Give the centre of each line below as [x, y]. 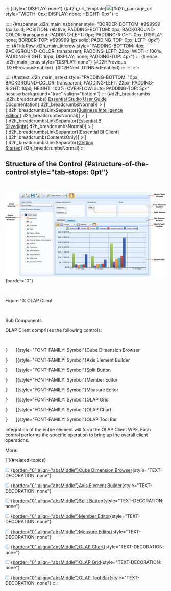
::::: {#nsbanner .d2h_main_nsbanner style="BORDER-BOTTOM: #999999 [83, 24]
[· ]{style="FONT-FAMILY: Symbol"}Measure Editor [62, 390]
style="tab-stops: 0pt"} [69, 172]
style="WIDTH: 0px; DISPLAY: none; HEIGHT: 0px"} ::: [62, 14]
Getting [86, 143]
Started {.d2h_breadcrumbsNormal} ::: [45, 148]
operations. [17, 440]
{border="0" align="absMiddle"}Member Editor [60, 516]
